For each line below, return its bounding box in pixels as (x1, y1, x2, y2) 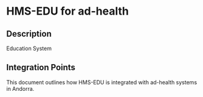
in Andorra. (6, 85, 35, 92)
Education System (6, 45, 52, 52)
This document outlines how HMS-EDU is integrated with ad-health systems (6, 78, 198, 86)
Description (6, 29, 52, 39)
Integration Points (6, 62, 76, 73)
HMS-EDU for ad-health (6, 4, 129, 18)
